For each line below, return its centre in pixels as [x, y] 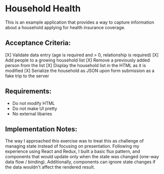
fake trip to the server [27, 76]
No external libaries [32, 113]
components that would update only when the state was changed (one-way [82, 157]
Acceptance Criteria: [38, 43]
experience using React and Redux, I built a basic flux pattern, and [73, 151]
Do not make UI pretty [35, 108]
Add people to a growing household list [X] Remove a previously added [78, 60]
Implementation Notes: [41, 129]
